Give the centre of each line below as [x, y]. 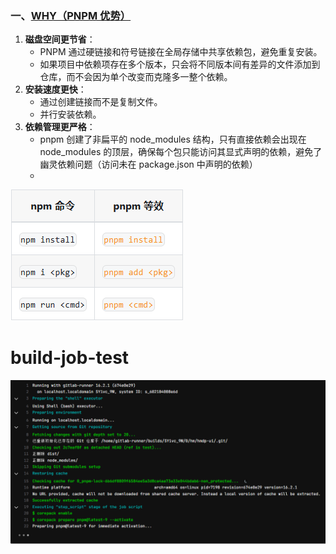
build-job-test [70, 358]
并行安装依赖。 [70, 114]
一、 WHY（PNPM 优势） [71, 15]
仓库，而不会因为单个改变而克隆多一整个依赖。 [136, 77]
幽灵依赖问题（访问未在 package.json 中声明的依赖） [148, 164]
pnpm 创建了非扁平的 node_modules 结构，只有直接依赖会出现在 [173, 139]
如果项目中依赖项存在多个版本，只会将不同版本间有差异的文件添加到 [180, 64]
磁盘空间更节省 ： [60, 39]
